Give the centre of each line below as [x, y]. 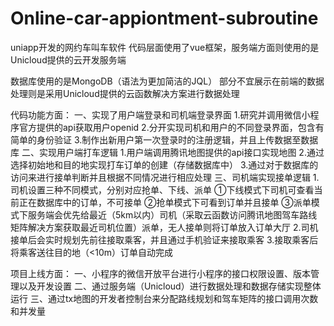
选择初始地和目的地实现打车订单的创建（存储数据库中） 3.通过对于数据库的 [164, 164]
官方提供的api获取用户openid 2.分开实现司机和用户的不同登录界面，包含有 [171, 127]
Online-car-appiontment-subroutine [164, 18]
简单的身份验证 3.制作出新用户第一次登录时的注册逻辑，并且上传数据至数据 [164, 139]
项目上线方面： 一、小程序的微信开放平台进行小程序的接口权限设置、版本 [160, 273]
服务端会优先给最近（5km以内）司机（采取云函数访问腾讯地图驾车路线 [172, 214]
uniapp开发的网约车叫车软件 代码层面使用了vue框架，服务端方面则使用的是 [165, 47]
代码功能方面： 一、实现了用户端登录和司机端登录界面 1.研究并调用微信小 [160, 114]
